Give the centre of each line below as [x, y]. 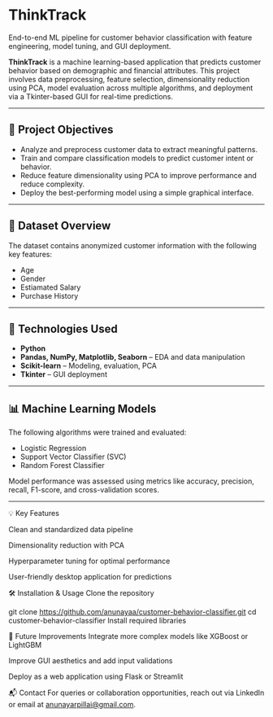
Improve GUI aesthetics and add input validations [91, 661]
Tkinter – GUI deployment [64, 374]
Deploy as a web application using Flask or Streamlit [96, 676]
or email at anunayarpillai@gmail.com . [72, 705]
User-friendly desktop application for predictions [90, 577]
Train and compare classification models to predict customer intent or [137, 158]
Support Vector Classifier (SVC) [73, 457]
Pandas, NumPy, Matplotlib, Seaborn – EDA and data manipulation [132, 357]
